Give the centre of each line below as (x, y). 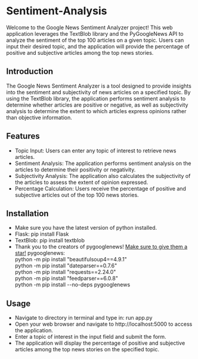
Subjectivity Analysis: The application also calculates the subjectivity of (103, 176)
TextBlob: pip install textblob (50, 241)
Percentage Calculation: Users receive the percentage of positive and (100, 188)
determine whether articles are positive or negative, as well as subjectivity (97, 105)
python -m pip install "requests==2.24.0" (65, 272)
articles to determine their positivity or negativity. (75, 169)
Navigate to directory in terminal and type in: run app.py (83, 318)
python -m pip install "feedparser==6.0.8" (66, 279)
